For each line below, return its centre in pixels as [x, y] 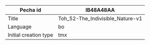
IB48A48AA [100, 10]
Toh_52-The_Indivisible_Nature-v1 [100, 18]
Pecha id [31, 10]
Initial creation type [31, 35]
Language [20, 27]
